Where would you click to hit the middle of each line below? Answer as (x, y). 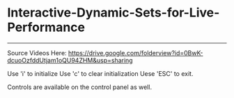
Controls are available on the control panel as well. (79, 87)
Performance (46, 27)
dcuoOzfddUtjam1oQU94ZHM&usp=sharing (70, 60)
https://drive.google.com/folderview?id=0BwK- (136, 52)
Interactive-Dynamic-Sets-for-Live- (114, 13)
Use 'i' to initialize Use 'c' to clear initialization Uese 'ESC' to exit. (100, 73)
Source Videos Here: (37, 52)
